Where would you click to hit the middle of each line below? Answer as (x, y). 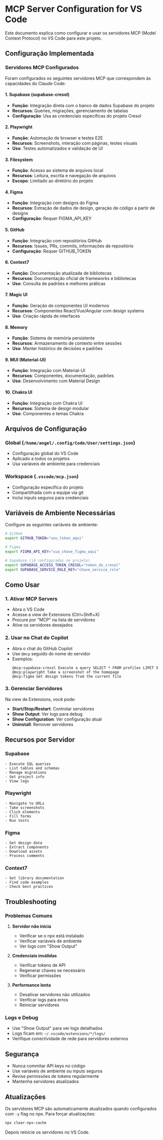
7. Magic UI (16, 295)
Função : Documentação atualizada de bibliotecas (62, 273)
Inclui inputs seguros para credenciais (50, 497)
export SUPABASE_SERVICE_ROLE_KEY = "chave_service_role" (63, 570)
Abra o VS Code (28, 609)
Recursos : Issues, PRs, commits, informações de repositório (73, 246)
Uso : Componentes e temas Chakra (48, 413)
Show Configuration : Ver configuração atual (57, 719)
